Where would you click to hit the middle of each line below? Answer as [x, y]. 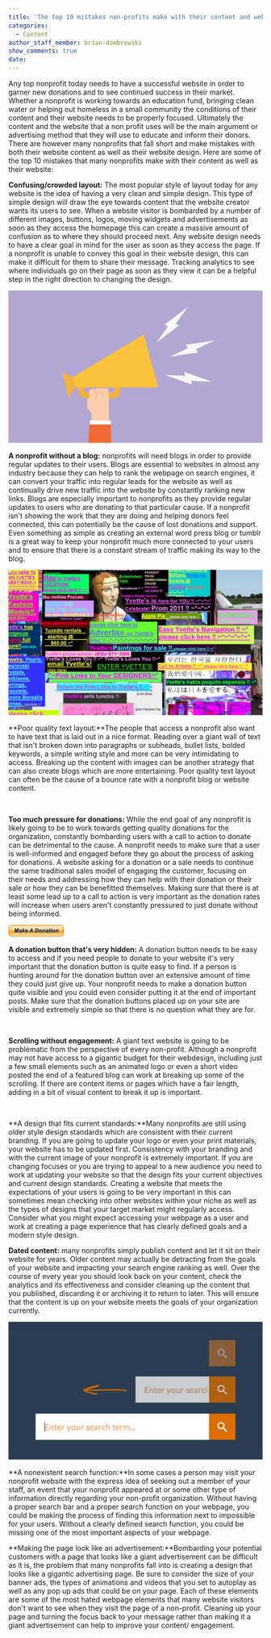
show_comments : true [43, 51]
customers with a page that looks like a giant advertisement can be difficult [133, 1557]
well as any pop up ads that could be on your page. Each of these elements [133, 1591]
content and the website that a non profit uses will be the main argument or [133, 126]
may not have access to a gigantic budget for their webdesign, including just [135, 1058]
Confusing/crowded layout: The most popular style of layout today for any [133, 185]
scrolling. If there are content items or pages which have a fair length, [124, 1083]
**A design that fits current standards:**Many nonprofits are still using [127, 1123]
